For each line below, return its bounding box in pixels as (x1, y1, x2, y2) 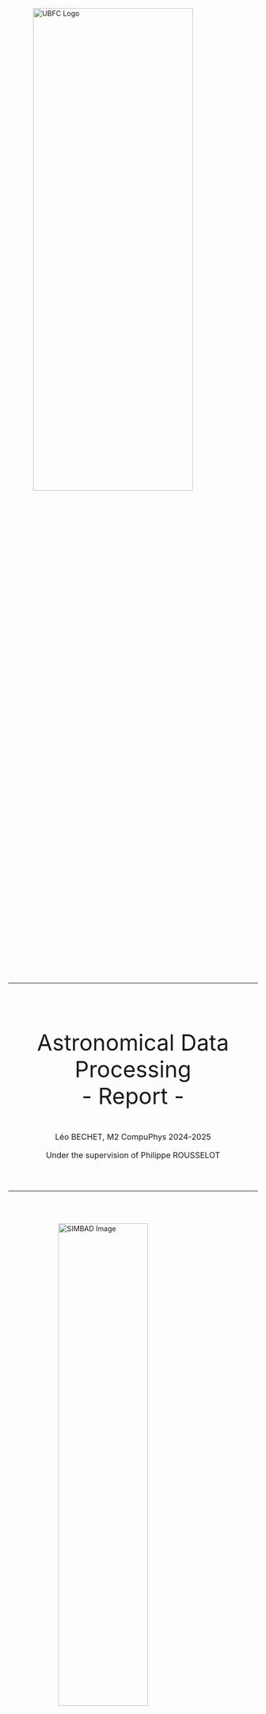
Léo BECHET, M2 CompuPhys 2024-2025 (55, 1131, 211, 1142)
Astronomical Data (36, 1028, 230, 1056)
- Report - (82, 1082, 184, 1110)
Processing (74, 1055, 192, 1083)
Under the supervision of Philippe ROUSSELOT (46, 1150, 220, 1161)
